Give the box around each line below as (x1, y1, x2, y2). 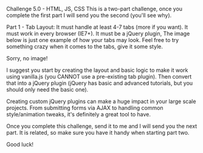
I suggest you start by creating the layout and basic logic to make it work (6, 66, 188, 74)
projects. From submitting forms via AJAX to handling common (6, 104, 163, 112)
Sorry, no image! (6, 55, 48, 62)
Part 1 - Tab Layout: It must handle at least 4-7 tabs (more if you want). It (6, 24, 188, 30)
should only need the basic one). (6, 86, 89, 93)
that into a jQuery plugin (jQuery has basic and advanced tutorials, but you (6, 79, 193, 87)
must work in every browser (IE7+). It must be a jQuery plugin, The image (6, 30, 190, 37)
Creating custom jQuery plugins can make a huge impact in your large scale (6, 98, 196, 105)
